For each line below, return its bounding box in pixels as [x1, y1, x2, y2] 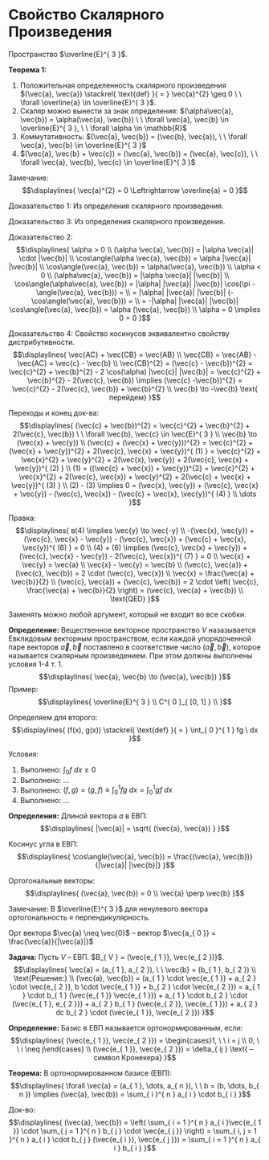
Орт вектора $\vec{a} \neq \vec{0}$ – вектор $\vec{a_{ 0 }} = [8, 928, 217, 938]
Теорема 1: [8, 64, 47, 74]
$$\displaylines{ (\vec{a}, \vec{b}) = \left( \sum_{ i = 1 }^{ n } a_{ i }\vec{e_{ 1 [8, 1117, 262, 1127]
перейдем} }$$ [108, 392, 161, 402]
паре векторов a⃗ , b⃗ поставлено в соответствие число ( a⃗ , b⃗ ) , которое [8, 641, 261, 652]
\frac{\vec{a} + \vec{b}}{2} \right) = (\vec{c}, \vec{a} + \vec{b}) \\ [26, 585, 243, 595]
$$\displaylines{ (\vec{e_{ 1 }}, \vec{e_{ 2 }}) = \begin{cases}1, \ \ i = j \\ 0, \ [10, 1035, 259, 1046]
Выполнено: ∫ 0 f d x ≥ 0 [19, 764, 96, 777]
